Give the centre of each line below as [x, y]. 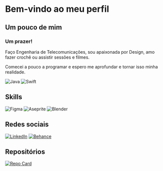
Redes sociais [27, 124]
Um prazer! [19, 41]
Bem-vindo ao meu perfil [57, 9]
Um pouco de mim [34, 27]
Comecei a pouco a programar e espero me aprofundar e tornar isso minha [81, 67]
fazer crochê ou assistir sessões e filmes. [47, 57]
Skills [14, 97]
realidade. [15, 72]
